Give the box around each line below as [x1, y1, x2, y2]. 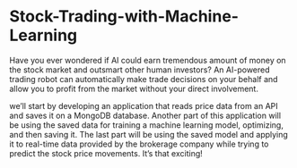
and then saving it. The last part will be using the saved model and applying [9, 129, 289, 139]
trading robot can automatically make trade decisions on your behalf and [9, 73, 278, 84]
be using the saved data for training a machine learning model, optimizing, [9, 119, 284, 130]
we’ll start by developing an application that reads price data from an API [9, 100, 278, 111]
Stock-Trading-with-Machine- [9, 6, 240, 27]
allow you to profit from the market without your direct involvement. [9, 83, 258, 94]
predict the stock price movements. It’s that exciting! [9, 147, 204, 158]
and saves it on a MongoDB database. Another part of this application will [9, 110, 281, 121]
